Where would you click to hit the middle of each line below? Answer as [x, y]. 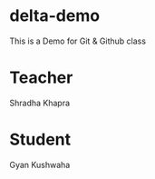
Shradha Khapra [40, 103]
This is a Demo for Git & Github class [78, 41]
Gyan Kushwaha [40, 164]
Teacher [41, 78]
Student [40, 139]
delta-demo [55, 16]
